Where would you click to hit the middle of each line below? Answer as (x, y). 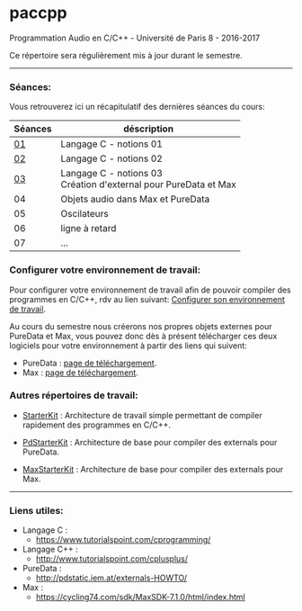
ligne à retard (89, 229)
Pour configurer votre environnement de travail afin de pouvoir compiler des (151, 290)
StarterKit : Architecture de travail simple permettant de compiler (142, 415)
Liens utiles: (37, 510)
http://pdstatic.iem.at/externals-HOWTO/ (111, 578)
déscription (148, 129)
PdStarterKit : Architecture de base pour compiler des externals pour (150, 442)
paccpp (38, 13)
